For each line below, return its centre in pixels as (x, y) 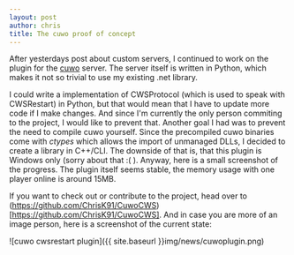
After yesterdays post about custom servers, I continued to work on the (139, 59)
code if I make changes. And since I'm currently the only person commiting (146, 113)
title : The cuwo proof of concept (73, 34)
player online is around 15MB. (63, 179)
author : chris (35, 26)
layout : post (33, 17)
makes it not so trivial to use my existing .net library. (104, 78)
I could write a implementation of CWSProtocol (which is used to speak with (147, 94)
